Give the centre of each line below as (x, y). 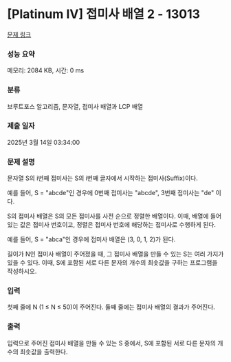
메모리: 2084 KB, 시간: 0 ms (46, 70)
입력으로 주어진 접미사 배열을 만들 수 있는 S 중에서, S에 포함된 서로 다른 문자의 (112, 343)
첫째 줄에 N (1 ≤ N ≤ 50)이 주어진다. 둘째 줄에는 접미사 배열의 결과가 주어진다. (111, 307)
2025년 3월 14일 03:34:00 (44, 142)
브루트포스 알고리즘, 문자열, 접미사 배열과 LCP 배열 (75, 106)
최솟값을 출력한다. (44, 352)
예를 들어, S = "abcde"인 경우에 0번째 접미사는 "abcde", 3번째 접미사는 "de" (111, 193)
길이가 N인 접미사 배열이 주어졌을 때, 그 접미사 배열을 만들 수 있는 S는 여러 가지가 (115, 254)
